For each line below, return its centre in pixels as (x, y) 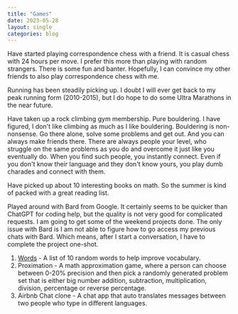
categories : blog (33, 34)
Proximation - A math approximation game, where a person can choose (122, 266)
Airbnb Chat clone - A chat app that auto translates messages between (121, 296)
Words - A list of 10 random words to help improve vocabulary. (109, 258)
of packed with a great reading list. (58, 193)
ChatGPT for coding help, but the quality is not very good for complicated (115, 214)
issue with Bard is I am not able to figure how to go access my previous (112, 229)
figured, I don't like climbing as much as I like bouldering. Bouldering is (111, 127)
